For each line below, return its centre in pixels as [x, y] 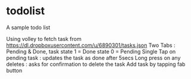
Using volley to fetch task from [44, 39]
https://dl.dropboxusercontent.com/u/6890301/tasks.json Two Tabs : [91, 45]
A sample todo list [28, 27]
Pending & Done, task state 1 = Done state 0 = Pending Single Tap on [91, 51]
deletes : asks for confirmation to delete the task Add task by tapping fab [96, 64]
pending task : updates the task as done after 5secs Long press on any [93, 58]
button [14, 70]
